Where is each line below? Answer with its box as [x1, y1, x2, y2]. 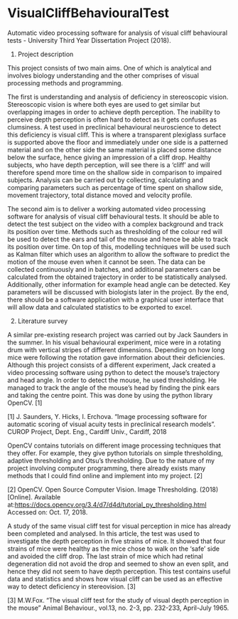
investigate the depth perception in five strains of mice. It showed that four [7, 536, 226, 545]
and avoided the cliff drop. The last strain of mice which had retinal [7, 551, 204, 560]
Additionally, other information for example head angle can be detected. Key [7, 280, 231, 289]
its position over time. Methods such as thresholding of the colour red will [7, 227, 222, 236]
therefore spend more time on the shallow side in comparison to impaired [7, 168, 222, 176]
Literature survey [17, 317, 68, 325]
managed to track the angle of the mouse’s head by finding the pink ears [7, 383, 220, 392]
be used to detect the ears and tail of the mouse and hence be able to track [7, 235, 229, 243]
